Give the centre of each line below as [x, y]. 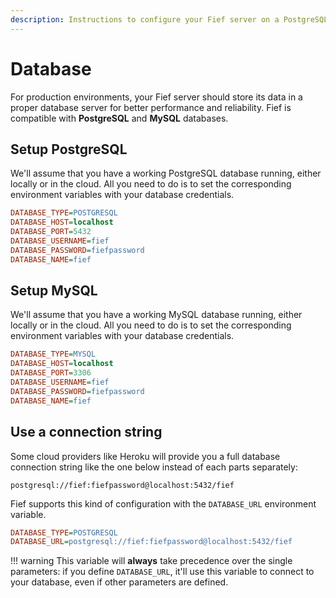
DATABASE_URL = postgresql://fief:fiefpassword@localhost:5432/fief [151, 542]
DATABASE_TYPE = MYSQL [53, 354]
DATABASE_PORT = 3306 [51, 373]
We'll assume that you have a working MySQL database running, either [156, 315]
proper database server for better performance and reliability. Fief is [151, 107]
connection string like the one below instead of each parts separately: [154, 467]
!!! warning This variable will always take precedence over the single [151, 561]
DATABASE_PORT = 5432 [51, 232]
